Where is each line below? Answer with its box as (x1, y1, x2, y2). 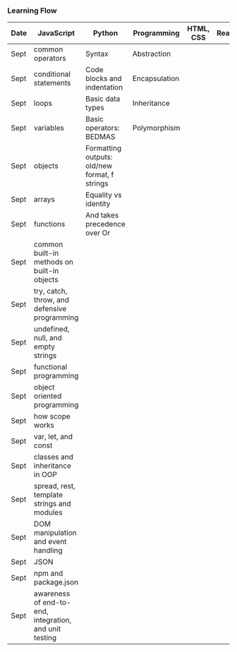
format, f (85, 170, 114, 180)
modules (34, 507, 63, 517)
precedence (85, 219, 126, 229)
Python (92, 28, 119, 38)
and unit (34, 624, 61, 634)
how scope (34, 411, 71, 421)
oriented (34, 391, 62, 401)
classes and (34, 452, 74, 462)
